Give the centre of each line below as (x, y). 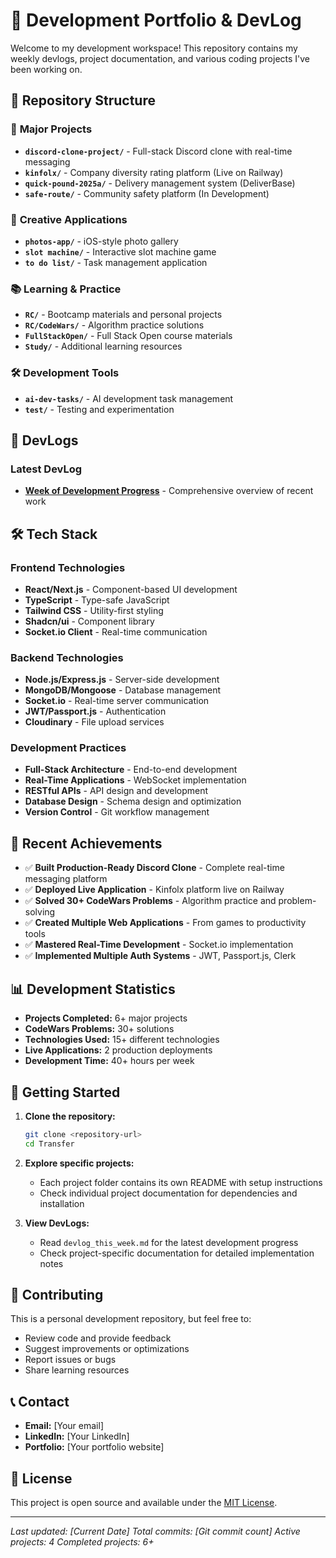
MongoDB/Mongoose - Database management (123, 690)
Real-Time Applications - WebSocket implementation (135, 780)
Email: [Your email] (64, 1426)
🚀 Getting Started (65, 1092)
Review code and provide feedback (98, 1338)
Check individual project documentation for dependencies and (168, 1193)
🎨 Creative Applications (69, 219)
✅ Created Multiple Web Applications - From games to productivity (165, 923)
